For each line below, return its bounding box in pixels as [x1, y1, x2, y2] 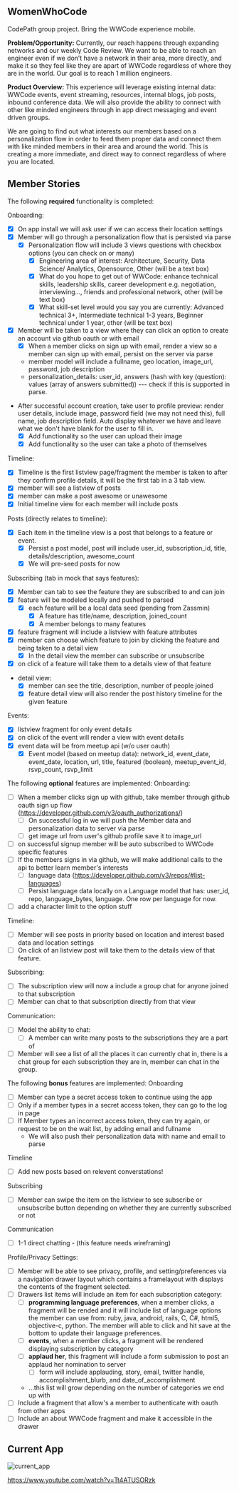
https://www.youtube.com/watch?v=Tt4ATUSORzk [7, 1476, 156, 1485]
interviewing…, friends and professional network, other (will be [38, 287, 223, 296]
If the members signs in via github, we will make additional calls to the [17, 855, 223, 863]
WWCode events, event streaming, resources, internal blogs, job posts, [7, 90, 216, 99]
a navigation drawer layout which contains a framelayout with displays [17, 1275, 224, 1283]
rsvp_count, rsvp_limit [28, 765, 93, 773]
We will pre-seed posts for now [28, 559, 121, 568]
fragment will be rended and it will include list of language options [28, 1306, 222, 1315]
